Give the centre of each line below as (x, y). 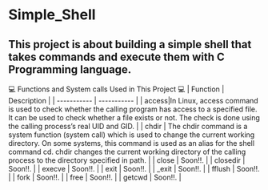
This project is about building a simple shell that (130, 44)
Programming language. (70, 69)
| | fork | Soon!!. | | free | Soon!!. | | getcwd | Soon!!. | (95, 177)
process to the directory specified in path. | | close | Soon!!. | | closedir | (127, 160)
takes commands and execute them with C (117, 57)
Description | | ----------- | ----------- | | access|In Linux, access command (133, 101)
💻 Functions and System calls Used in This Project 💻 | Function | (116, 89)
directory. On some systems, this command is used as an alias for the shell (131, 143)
